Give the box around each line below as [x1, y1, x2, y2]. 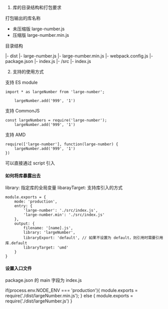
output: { [14, 221, 35, 226]
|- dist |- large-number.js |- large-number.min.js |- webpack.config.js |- [5, 53, 153, 59]
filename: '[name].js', [23, 226, 73, 231]
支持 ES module [5, 80, 38, 85]
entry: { [14, 204, 33, 209]
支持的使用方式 [12, 69, 44, 75]
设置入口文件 [5, 265, 32, 271]
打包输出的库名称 [5, 15, 41, 21]
